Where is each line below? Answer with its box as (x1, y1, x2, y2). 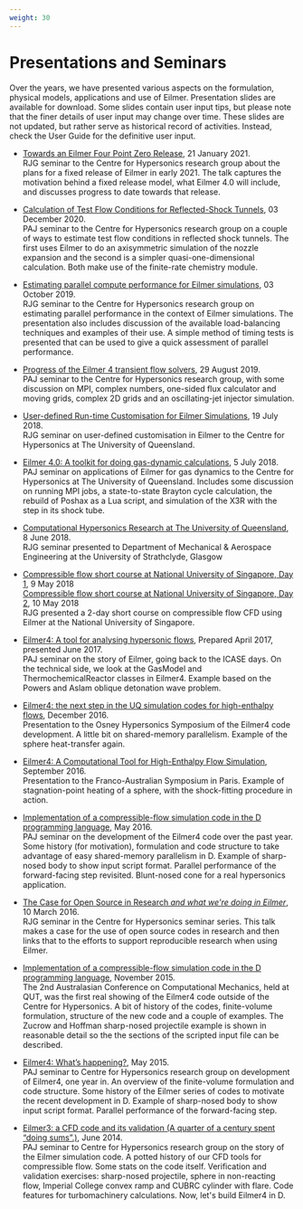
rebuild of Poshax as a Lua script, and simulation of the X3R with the (22, 495, 278, 506)
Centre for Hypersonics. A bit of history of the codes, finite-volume (22, 1001, 273, 1012)
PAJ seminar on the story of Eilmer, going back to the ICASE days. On (22, 653, 282, 664)
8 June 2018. (22, 531, 71, 543)
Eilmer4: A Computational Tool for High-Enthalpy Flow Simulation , (22, 756, 268, 766)
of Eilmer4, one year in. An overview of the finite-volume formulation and (22, 1076, 295, 1087)
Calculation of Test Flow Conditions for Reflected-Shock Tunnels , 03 (22, 204, 279, 214)
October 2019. (22, 289, 76, 300)
